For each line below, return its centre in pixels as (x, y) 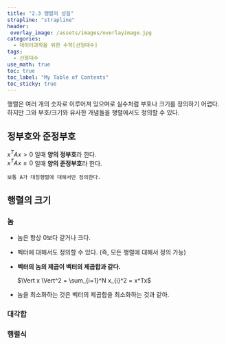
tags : (15, 52)
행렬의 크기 (29, 200)
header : (18, 26)
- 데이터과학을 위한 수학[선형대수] (56, 45)
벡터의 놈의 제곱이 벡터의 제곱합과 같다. (69, 267)
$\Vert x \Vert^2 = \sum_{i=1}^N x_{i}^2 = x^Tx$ (84, 281)
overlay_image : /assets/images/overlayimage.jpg (81, 33)
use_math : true (29, 64)
